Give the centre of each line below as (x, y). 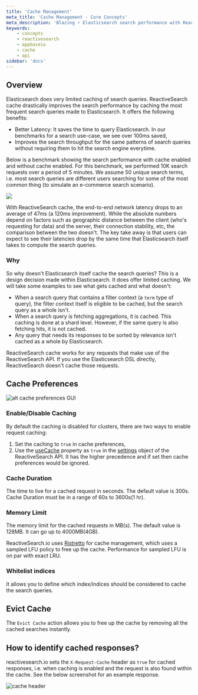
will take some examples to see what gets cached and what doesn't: (89, 286)
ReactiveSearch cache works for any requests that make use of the (88, 353)
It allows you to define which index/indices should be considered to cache (96, 584)
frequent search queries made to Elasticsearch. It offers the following (90, 112)
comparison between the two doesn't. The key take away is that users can (96, 233)
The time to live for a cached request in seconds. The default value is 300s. (98, 491)
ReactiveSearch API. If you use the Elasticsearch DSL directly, (81, 359)
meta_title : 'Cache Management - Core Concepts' (67, 17)
